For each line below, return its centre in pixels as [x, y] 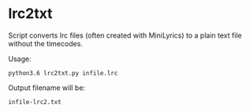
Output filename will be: [47, 88]
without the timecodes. [45, 43]
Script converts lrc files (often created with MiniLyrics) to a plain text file [125, 35]
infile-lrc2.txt [35, 102]
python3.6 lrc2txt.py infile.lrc [63, 73]
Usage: [20, 59]
